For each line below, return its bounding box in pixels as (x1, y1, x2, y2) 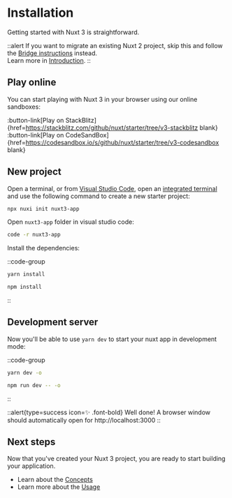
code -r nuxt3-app (7, 232, 61, 239)
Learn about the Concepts (17, 476, 93, 484)
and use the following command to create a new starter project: (7, 192, 190, 200)
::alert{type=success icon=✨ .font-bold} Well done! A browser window (7, 408, 211, 416)
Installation (7, 5, 74, 21)
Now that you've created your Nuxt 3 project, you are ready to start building (7, 455, 226, 463)
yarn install (7, 271, 45, 278)
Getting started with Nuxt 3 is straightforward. (7, 28, 140, 36)
